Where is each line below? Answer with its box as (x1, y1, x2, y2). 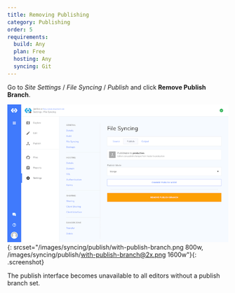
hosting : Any (13, 56, 52, 63)
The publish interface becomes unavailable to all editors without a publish (7, 271, 220, 280)
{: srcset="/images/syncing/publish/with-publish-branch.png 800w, (7, 243, 203, 251)
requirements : (7, 34, 49, 41)
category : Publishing (7, 18, 71, 26)
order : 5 (7, 26, 33, 33)
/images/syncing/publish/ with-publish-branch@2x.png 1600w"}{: (7, 250, 197, 259)
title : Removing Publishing (7, 11, 90, 18)
